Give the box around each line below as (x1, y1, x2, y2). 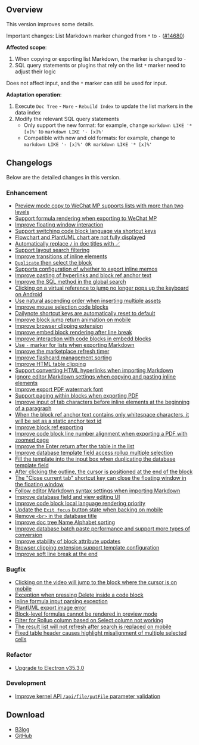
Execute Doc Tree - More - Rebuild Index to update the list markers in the (14, 103, 193, 110)
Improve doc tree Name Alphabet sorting (14, 519, 115, 526)
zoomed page (14, 436, 49, 443)
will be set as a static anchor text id (14, 417, 102, 424)
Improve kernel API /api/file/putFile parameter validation (14, 693, 161, 700)
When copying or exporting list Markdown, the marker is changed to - (14, 55, 186, 62)
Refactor (6, 651, 32, 659)
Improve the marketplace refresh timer (14, 347, 110, 355)
